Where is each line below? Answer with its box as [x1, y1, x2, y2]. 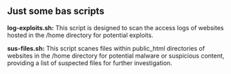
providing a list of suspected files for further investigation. [7, 58, 173, 67]
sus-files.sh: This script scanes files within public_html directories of [7, 44, 205, 52]
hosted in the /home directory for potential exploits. [7, 31, 154, 39]
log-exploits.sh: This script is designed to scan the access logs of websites [7, 23, 224, 32]
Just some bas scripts [7, 5, 105, 17]
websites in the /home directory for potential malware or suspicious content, [7, 51, 225, 60]
